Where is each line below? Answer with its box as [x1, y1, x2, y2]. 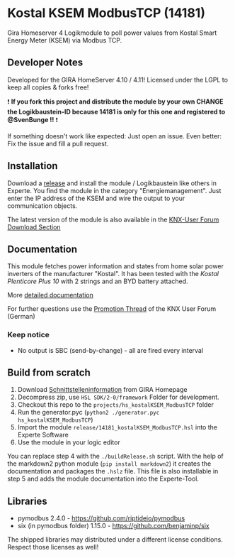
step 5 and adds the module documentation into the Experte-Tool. [7, 474, 200, 483]
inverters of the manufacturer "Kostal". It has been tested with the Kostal [7, 270, 219, 278]
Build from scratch [7, 367, 91, 379]
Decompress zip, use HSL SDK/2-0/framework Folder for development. [17, 393, 219, 402]
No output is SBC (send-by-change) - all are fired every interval [17, 346, 204, 354]
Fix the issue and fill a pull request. [7, 139, 109, 148]
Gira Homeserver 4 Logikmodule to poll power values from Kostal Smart [7, 28, 217, 37]
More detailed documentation [7, 291, 93, 300]
